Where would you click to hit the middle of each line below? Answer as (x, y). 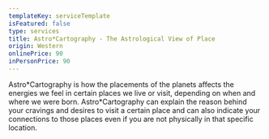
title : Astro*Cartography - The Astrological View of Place (112, 39)
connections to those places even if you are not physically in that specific (131, 119)
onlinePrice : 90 (36, 54)
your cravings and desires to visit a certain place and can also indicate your (134, 110)
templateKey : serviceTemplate (60, 16)
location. (23, 128)
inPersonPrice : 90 (39, 62)
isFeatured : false (39, 24)
